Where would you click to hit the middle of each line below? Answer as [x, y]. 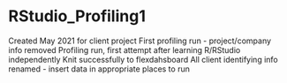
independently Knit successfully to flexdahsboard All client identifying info [143, 59]
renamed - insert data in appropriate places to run [99, 69]
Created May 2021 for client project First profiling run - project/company [140, 41]
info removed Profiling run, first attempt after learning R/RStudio [125, 49]
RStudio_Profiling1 [77, 16]
